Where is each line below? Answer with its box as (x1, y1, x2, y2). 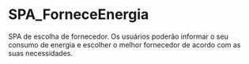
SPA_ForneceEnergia (8, 6, 149, 24)
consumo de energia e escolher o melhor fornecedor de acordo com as (8, 40, 241, 49)
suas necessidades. (8, 48, 74, 58)
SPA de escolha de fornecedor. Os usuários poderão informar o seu (8, 32, 229, 41)
